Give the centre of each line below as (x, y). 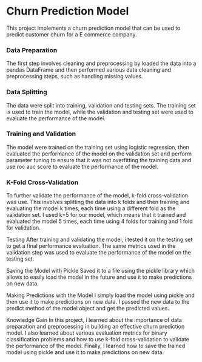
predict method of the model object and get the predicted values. (88, 309)
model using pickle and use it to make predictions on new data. (85, 352)
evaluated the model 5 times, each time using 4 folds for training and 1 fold (99, 221)
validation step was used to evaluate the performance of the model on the (99, 253)
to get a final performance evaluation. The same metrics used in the (91, 246)
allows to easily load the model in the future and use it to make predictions (99, 277)
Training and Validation (41, 134)
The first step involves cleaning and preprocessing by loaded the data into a (101, 63)
